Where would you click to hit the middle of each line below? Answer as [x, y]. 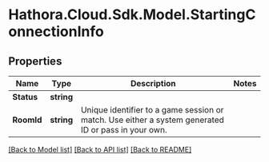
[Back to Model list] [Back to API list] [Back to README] [100, 150]
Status [25, 97]
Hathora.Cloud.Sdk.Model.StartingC [132, 15]
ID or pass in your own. [124, 130]
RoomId [27, 120]
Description [153, 83]
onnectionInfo [56, 32]
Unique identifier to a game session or [152, 110]
